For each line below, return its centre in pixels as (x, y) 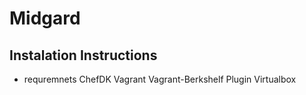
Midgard (45, 18)
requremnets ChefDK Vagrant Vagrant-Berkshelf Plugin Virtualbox (160, 79)
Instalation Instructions (83, 55)
